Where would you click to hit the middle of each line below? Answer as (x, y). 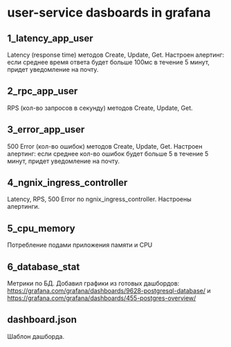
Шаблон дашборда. (36, 336)
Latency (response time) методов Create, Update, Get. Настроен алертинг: (116, 55)
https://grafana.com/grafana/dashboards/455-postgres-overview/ (102, 298)
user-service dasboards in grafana (109, 13)
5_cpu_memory (41, 228)
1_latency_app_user (50, 38)
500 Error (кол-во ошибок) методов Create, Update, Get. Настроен (105, 146)
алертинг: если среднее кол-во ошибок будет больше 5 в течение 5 (108, 153)
